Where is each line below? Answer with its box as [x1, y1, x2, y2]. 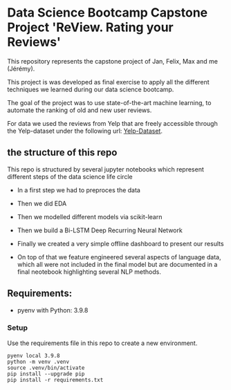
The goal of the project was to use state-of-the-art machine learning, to [7, 98, 212, 106]
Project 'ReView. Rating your [7, 19, 174, 35]
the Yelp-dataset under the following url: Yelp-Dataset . [7, 127, 163, 135]
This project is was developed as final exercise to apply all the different [7, 77, 210, 86]
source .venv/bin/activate [7, 364, 85, 371]
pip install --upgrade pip [7, 370, 85, 378]
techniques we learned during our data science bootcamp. [7, 85, 174, 93]
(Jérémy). [7, 64, 35, 73]
